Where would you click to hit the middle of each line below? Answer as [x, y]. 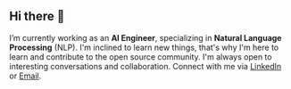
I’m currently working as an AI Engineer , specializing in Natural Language [145, 37]
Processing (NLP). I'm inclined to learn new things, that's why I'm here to [144, 47]
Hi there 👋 [37, 16]
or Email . [25, 76]
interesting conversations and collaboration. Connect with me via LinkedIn [145, 66]
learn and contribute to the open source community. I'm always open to [141, 57]
